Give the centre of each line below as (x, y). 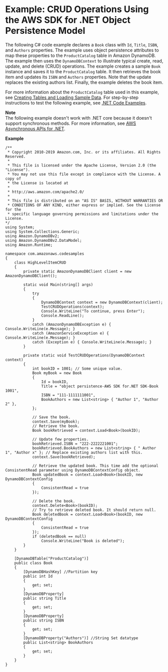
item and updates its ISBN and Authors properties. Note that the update (78, 77)
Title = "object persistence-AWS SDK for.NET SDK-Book (100, 386)
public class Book (33, 563)
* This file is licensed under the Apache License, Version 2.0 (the (82, 165)
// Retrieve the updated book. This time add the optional (95, 466)
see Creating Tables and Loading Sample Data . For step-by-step (72, 97)
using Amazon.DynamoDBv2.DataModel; (44, 240)
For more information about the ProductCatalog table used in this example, (82, 92)
